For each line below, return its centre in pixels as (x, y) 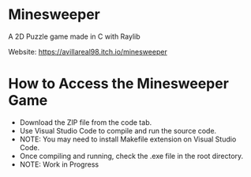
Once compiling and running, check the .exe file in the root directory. (131, 156)
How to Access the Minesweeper (118, 84)
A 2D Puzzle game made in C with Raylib (74, 36)
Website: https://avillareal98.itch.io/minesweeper (88, 51)
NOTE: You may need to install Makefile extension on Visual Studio (128, 139)
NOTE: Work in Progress (59, 164)
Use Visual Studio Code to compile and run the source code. (118, 130)
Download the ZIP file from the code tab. (86, 122)
